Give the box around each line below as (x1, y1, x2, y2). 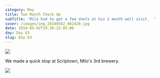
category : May (5, 7, 35, 12)
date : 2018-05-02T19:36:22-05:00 (5, 26, 74, 31)
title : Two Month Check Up (5, 12, 61, 17)
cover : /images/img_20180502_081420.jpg (5, 21, 90, 26)
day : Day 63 (5, 30, 30, 35)
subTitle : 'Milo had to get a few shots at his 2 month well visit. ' (5, 16, 156, 21)
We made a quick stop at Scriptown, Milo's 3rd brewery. (5, 58, 120, 64)
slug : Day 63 (5, 35, 32, 40)
